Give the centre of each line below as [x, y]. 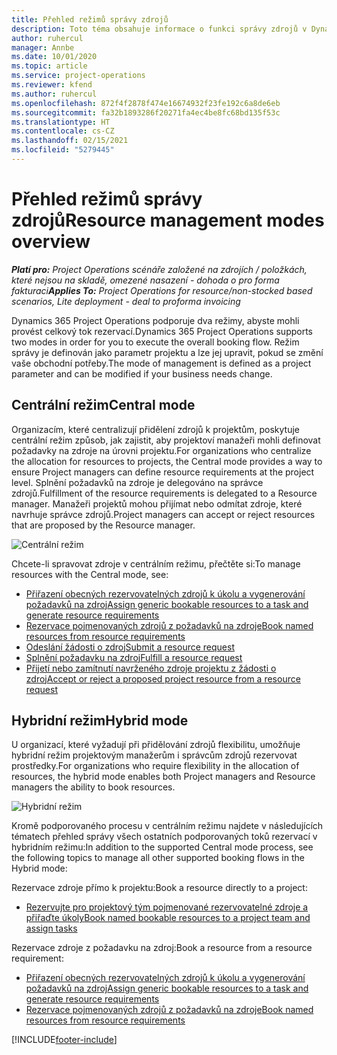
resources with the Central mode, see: [90, 574]
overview [51, 242]
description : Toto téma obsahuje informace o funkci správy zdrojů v [159, 29]
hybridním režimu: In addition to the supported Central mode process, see [162, 847]
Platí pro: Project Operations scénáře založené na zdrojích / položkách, [159, 269]
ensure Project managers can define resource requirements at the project [163, 472]
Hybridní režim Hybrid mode [100, 721]
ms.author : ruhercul [54, 94]
